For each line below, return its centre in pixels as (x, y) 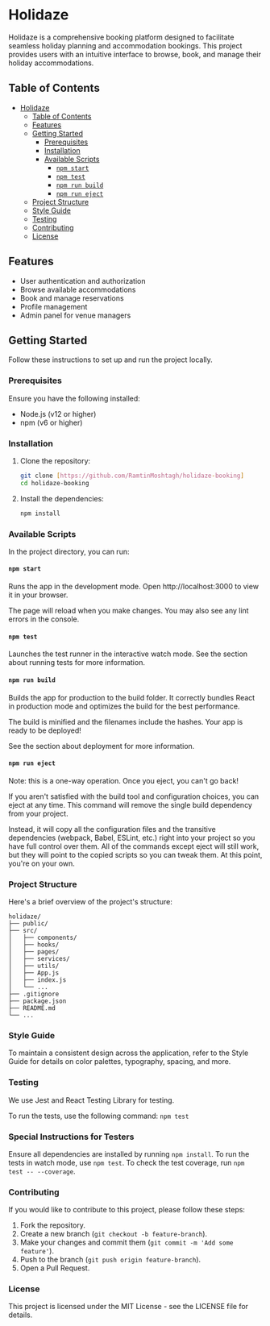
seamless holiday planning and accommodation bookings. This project (125, 45)
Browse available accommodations (78, 289)
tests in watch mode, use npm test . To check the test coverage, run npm (127, 1162)
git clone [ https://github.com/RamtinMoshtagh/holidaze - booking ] (132, 476)
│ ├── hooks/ (34, 945)
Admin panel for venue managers (75, 315)
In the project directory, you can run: (69, 551)
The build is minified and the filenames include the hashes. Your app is (126, 721)
